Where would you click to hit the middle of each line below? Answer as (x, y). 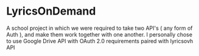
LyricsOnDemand (51, 11)
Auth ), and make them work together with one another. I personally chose (100, 34)
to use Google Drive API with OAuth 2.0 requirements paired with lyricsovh (100, 41)
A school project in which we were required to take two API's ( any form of (100, 28)
